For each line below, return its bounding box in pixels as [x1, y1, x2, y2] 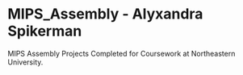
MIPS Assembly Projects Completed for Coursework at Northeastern [7, 48, 236, 58]
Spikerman [7, 22, 82, 40]
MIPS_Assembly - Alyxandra [7, 5, 203, 23]
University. [7, 57, 44, 67]
